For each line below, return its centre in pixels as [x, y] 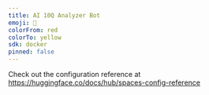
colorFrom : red [33, 30]
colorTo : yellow [35, 37]
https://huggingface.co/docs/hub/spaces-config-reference [104, 82]
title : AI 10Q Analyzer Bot [54, 15]
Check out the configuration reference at [75, 74]
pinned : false [32, 52]
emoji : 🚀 [22, 23]
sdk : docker [28, 45]
